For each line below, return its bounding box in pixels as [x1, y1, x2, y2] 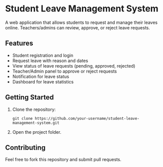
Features [5, 39, 33, 48]
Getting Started [5, 93, 54, 102]
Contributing [5, 143, 46, 152]
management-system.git [12, 120, 60, 125]
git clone [12, 116, 33, 121]
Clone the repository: [12, 106, 56, 112]
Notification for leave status [12, 73, 70, 80]
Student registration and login [12, 52, 74, 58]
